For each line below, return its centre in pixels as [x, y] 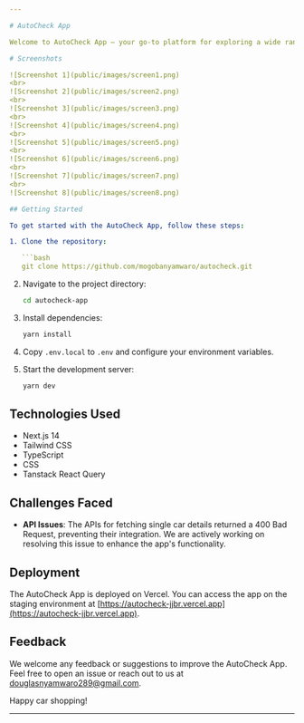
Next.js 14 [41, 436]
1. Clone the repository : [58, 242]
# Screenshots [36, 58]
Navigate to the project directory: [84, 284]
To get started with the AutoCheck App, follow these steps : [127, 226]
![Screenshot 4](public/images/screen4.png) [95, 125]
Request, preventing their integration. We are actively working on [143, 535]
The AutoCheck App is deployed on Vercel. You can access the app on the [148, 594]
